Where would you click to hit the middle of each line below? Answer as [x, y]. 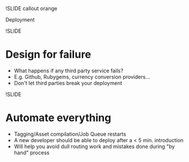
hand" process [32, 152]
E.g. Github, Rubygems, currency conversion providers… [82, 77]
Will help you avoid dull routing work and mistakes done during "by [94, 146]
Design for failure [48, 54]
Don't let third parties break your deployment [68, 83]
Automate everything [58, 118]
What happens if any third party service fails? [69, 71]
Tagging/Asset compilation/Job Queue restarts [70, 134]
